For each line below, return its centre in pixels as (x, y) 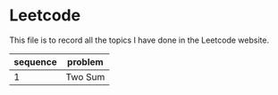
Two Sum (85, 76)
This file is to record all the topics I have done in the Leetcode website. (139, 40)
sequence (35, 61)
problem (85, 61)
